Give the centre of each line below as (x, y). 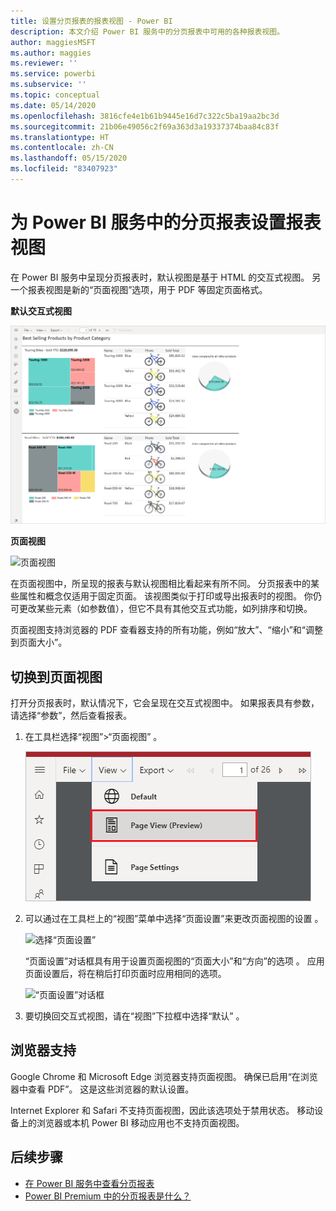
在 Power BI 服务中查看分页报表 (89, 1183)
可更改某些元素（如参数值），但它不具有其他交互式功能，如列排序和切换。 (161, 609)
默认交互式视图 (41, 311)
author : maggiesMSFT (53, 42)
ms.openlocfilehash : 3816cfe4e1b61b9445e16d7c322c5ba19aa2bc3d (145, 116)
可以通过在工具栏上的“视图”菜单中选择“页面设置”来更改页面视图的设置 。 (174, 919)
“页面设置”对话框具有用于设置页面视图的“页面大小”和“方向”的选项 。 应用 (174, 961)
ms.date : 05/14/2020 (53, 105)
